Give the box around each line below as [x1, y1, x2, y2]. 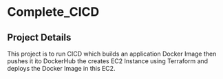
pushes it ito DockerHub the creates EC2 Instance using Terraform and [7, 57, 209, 65]
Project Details [7, 32, 72, 43]
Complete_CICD [7, 4, 100, 20]
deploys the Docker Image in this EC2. [7, 65, 116, 72]
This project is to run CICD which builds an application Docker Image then [7, 49, 217, 58]
